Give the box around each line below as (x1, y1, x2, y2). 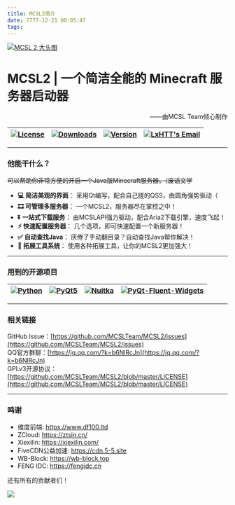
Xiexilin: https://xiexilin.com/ (17, 438, 99, 446)
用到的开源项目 (7, 267, 58, 277)
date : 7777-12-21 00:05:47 (7, 17, 86, 24)
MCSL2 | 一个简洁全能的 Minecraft (7, 71, 208, 86)
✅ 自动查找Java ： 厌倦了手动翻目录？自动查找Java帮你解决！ (17, 233, 195, 241)
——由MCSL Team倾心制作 (149, 113, 228, 121)
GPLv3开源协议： (7, 365, 57, 373)
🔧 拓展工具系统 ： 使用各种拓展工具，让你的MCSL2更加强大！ (17, 241, 194, 249)
